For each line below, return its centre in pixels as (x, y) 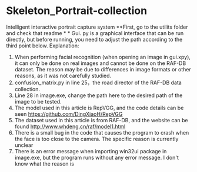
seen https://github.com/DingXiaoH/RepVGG (69, 114)
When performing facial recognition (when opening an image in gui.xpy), (103, 57)
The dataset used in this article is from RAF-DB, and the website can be (101, 120)
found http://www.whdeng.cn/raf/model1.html (70, 126)
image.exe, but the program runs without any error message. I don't (97, 157)
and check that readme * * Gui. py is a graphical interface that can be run (95, 33)
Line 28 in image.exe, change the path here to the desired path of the (98, 95)
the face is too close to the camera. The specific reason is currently (96, 139)
